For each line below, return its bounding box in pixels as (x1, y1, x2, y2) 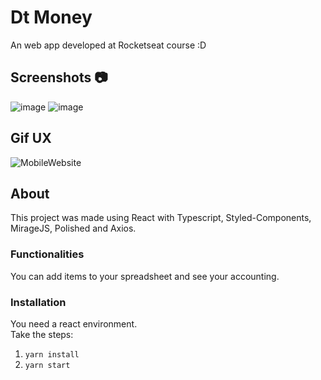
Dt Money (10, 6, 93, 29)
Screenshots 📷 (10, 69, 108, 86)
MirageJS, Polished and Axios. (10, 222, 137, 235)
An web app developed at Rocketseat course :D (10, 39, 207, 51)
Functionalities (10, 247, 85, 261)
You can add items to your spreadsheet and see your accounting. (10, 270, 280, 282)
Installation (10, 295, 67, 309)
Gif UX (10, 130, 52, 147)
